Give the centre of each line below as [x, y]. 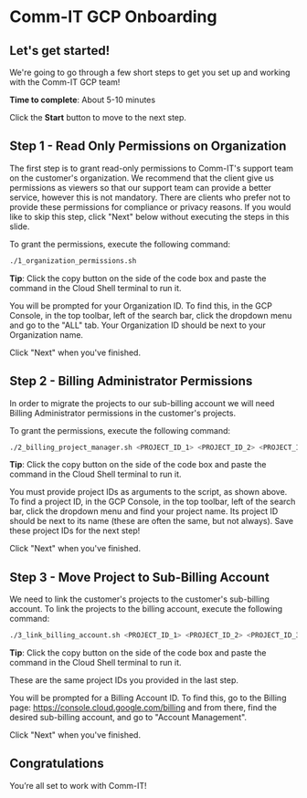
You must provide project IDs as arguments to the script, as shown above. [148, 492]
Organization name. [47, 334]
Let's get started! [60, 51]
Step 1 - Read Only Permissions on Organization [148, 147]
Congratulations [57, 764]
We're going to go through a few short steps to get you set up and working [150, 72]
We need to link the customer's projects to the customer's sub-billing [139, 599]
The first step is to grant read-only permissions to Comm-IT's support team [152, 168]
